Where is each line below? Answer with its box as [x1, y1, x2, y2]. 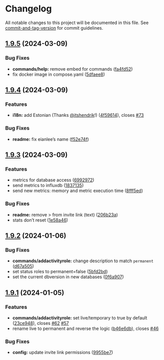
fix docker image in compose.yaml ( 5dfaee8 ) [12, 71, 105, 77]
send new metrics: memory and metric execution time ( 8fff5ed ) [12, 188, 143, 194]
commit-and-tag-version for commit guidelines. [5, 25, 103, 31]
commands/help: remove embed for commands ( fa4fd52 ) [12, 66, 133, 72]
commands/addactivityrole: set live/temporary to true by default [12, 314, 147, 321]
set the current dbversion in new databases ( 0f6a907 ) [12, 274, 124, 280]
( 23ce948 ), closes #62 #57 [12, 320, 69, 326]
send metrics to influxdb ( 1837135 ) [12, 183, 84, 189]
